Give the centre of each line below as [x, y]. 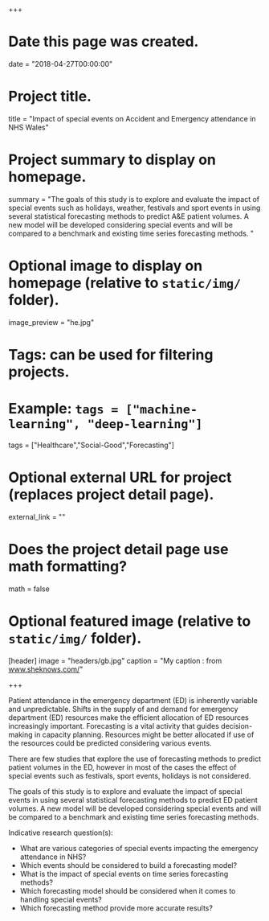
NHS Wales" [29, 127]
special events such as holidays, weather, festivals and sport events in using [134, 208]
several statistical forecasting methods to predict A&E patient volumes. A [128, 216]
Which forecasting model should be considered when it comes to [128, 890]
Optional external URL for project [120, 477]
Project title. [50, 97]
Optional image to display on [106, 265]
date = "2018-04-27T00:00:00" [61, 64]
